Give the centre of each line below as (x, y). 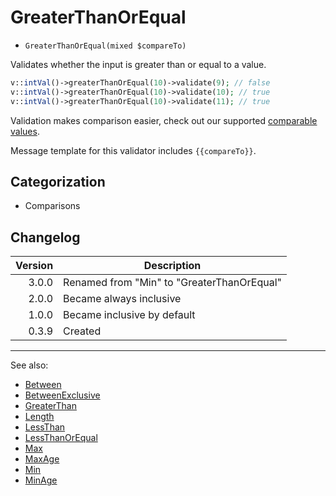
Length (39, 417)
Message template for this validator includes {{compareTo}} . (133, 150)
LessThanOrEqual (61, 438)
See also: (29, 365)
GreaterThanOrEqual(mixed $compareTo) (105, 46)
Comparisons (52, 206)
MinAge (41, 480)
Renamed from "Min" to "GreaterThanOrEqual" (172, 283)
